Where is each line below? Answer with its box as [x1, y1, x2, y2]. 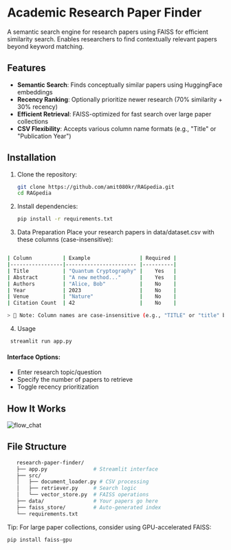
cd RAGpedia [16, 190, 52, 197]
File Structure [7, 441, 67, 453]
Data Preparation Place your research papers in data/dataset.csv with [16, 228, 214, 236]
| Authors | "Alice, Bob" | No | [7, 281, 177, 287]
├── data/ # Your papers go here [16, 498, 158, 505]
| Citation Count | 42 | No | [7, 300, 177, 307]
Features [7, 62, 46, 74]
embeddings [16, 88, 53, 96]
